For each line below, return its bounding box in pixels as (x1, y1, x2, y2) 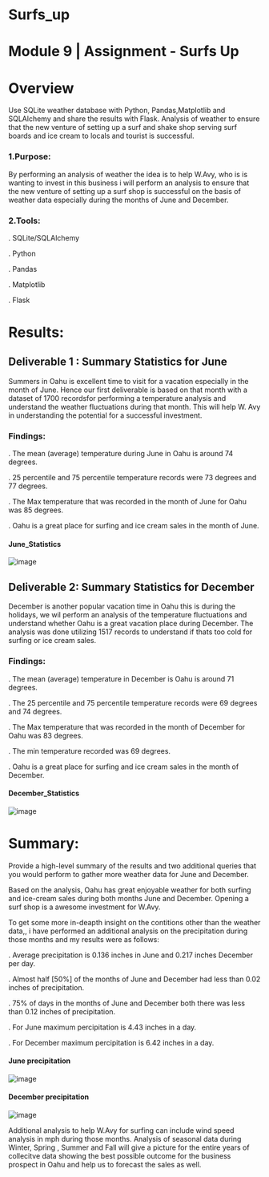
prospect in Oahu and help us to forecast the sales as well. (8, 1160, 202, 1170)
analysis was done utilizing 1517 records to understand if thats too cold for (8, 627, 253, 637)
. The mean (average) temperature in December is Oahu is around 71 (8, 673, 235, 683)
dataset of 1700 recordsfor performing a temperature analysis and (8, 393, 227, 402)
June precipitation (8, 1056, 70, 1066)
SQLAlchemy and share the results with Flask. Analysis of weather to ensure (8, 114, 260, 123)
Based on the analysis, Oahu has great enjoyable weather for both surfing (8, 884, 251, 895)
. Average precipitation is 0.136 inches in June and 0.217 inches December (8, 950, 254, 960)
